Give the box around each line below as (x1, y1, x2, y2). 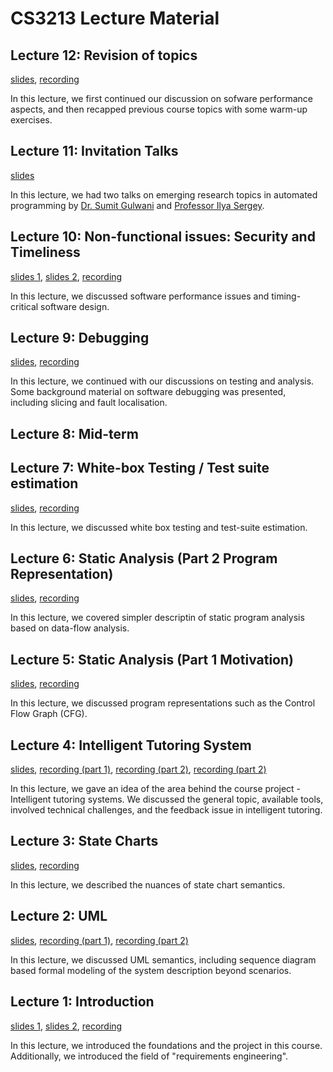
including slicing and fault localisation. (10, 397, 168, 409)
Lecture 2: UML (10, 908, 108, 925)
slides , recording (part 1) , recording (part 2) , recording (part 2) (10, 763, 267, 776)
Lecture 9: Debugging (10, 330, 150, 347)
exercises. (10, 114, 53, 126)
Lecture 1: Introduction (10, 993, 155, 1011)
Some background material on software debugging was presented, (10, 386, 287, 398)
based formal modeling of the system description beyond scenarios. (10, 964, 292, 976)
